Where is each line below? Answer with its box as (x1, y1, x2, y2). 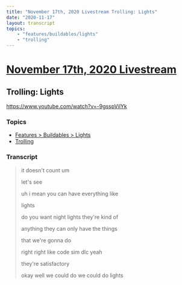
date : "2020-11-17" (6, 14, 55, 20)
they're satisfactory (20, 260, 70, 267)
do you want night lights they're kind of (20, 213, 119, 221)
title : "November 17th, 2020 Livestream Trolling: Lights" (6, 8, 158, 15)
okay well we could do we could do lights (20, 272, 124, 279)
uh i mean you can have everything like (20, 190, 119, 197)
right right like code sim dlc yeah (20, 248, 102, 255)
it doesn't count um (20, 166, 70, 174)
